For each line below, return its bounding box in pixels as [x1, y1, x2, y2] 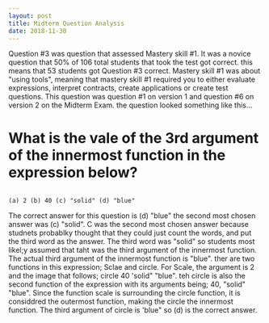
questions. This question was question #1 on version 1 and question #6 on [8, 92, 254, 102]
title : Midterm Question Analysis [8, 19, 125, 27]
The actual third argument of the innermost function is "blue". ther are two [8, 254, 255, 263]
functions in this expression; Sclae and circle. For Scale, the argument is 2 [8, 262, 255, 272]
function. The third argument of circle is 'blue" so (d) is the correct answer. [8, 305, 258, 315]
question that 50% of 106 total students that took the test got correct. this [8, 57, 253, 67]
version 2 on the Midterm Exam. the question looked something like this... [8, 100, 253, 110]
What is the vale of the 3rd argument [8, 128, 259, 147]
